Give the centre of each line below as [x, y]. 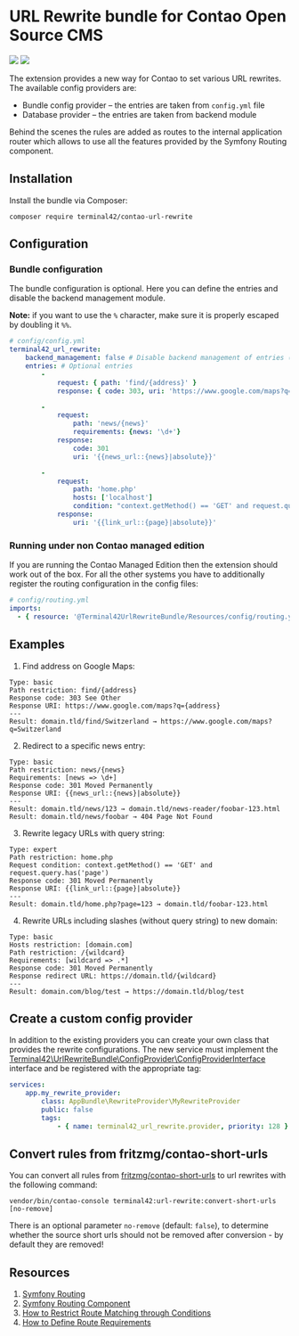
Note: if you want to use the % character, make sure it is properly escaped [144, 316]
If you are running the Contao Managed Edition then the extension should [144, 565]
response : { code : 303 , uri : [111, 391]
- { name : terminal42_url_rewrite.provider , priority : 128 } [173, 1126]
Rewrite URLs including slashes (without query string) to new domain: [149, 921]
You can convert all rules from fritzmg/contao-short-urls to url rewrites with [148, 1176]
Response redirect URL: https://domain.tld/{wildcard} [113, 976]
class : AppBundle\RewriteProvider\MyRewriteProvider [141, 1102]
